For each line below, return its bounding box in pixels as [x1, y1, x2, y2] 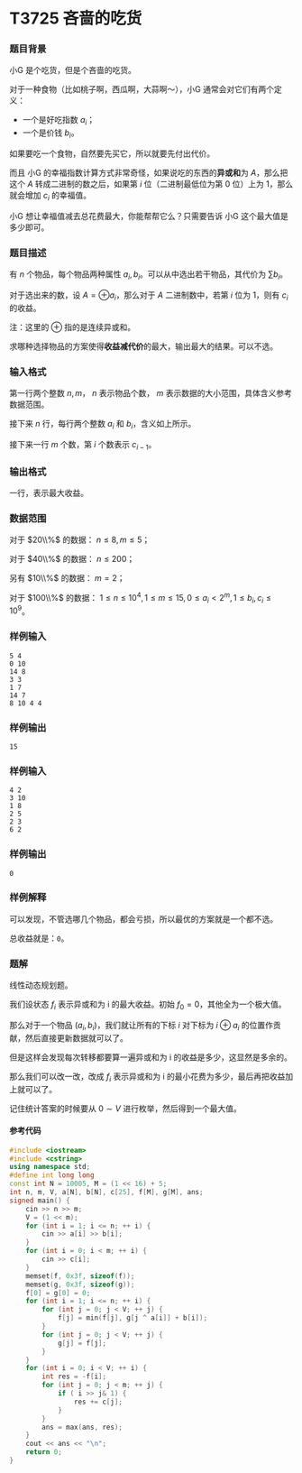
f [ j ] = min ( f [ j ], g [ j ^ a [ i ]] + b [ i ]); [57, 1313, 208, 1322]
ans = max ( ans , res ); [41, 1422, 124, 1432]
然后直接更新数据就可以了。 [24, 1032, 128, 1043]
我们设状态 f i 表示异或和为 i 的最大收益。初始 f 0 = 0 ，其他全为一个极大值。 [9, 999, 287, 1011]
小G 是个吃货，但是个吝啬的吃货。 [9, 65, 137, 76]
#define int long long [9, 1171, 95, 1180]
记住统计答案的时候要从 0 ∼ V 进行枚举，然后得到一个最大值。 [9, 1102, 242, 1114]
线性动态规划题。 [9, 980, 73, 990]
